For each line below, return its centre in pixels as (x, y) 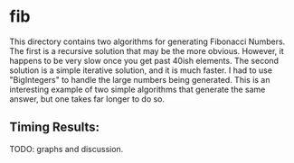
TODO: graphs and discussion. (66, 149)
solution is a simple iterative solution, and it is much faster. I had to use (141, 70)
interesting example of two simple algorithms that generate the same (138, 89)
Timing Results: (55, 127)
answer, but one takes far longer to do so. (87, 99)
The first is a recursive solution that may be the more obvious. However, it (147, 50)
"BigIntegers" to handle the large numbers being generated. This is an (140, 79)
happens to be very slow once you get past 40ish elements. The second (144, 60)
